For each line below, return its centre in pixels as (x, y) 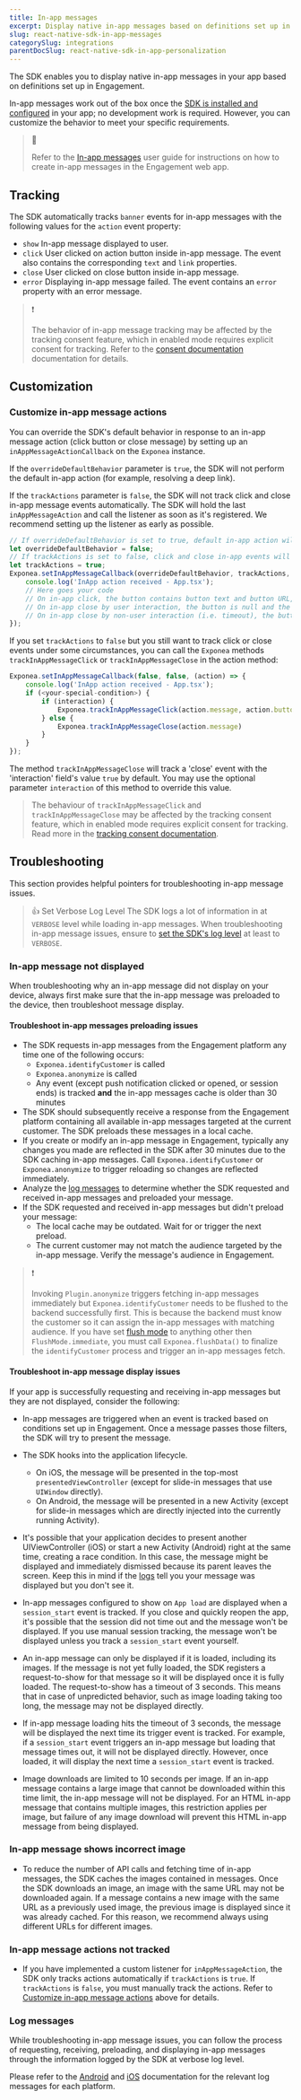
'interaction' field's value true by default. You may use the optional (133, 778)
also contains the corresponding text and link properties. (129, 262)
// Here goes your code (70, 590)
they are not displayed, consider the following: (95, 1401)
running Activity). (68, 1520)
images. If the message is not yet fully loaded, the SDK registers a (144, 1667)
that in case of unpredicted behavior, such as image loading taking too (152, 1696)
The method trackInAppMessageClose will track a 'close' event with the (138, 769)
